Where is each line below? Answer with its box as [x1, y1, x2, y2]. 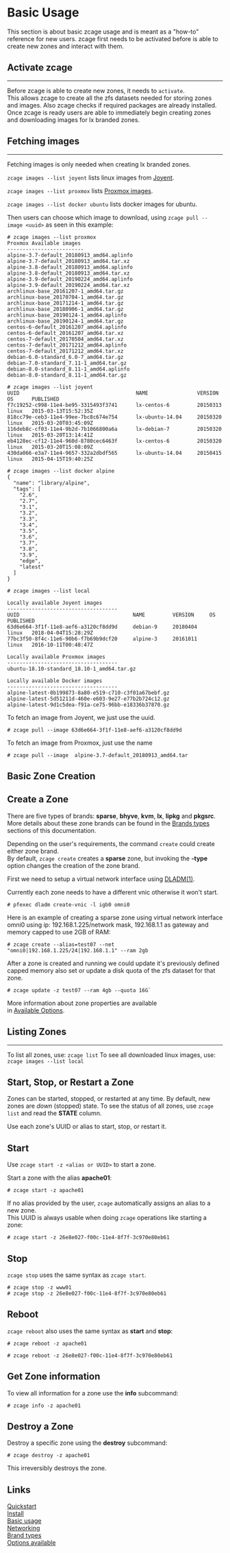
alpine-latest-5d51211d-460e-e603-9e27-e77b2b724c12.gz [7, 695, 170, 702]
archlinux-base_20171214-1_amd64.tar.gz [7, 299, 125, 306]
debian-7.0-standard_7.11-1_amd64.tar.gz [7, 360, 127, 366]
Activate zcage [7, 62, 73, 73]
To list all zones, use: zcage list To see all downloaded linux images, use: [7, 1050, 216, 1059]
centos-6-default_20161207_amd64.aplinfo [7, 323, 127, 330]
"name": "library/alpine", [13, 480, 90, 486]
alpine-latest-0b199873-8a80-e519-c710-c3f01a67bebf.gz [7, 689, 170, 696]
